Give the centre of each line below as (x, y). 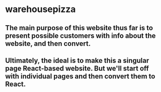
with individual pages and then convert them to (80, 76)
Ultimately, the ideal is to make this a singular (77, 61)
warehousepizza (40, 9)
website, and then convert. (48, 43)
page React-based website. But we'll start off (77, 68)
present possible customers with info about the (80, 35)
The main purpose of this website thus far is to (79, 28)
